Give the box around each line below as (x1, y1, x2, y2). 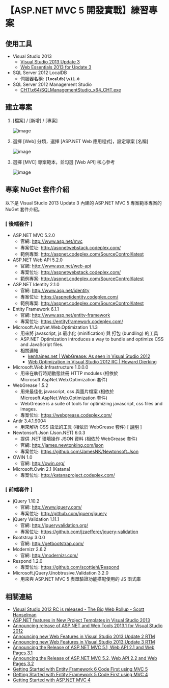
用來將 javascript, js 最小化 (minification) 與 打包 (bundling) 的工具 (20, 330, 159, 336)
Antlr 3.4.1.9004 (12, 418, 46, 424)
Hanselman (12, 612, 37, 618)
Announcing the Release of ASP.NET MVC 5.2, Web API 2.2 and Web (12, 655, 157, 661)
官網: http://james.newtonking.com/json (20, 442, 104, 448)
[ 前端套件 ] (5, 486, 33, 493)
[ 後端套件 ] (5, 220, 33, 227)
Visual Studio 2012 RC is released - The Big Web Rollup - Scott (12, 606, 145, 612)
